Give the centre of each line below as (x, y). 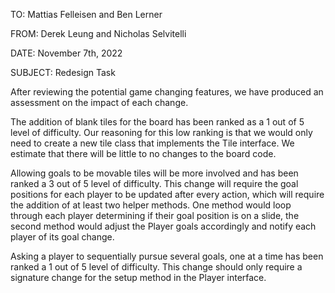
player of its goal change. (62, 237)
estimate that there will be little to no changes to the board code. (143, 153)
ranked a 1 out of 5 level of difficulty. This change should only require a (156, 267)
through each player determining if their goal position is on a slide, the (155, 215)
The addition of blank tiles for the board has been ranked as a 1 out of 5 (157, 122)
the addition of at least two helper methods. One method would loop (151, 205)
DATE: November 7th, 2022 (66, 53)
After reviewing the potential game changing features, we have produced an (167, 92)
